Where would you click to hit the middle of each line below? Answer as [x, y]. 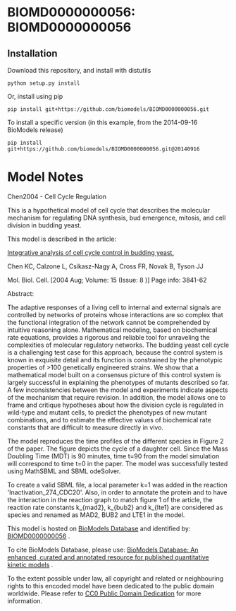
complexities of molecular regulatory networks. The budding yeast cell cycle [118, 345]
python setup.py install [44, 83]
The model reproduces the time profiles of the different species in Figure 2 [116, 441]
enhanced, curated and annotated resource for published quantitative [108, 557]
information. [25, 600]
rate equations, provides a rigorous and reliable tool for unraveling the [108, 337]
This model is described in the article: [62, 239]
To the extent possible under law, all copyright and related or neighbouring [116, 578]
